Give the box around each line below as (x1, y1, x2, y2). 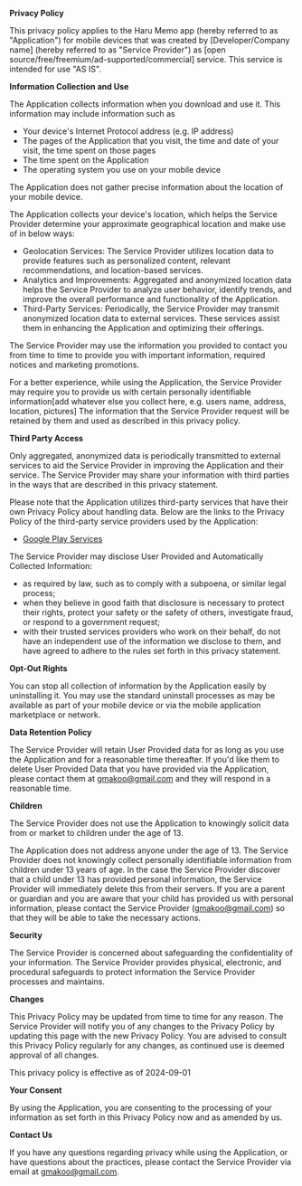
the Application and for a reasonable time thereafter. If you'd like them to (9, 754, 280, 764)
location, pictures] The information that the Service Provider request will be (9, 406, 290, 416)
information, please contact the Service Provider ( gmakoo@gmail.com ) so (9, 903, 285, 913)
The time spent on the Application (22, 155, 149, 166)
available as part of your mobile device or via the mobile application (9, 700, 261, 710)
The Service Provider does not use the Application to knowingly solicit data (9, 818, 289, 829)
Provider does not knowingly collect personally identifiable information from (9, 855, 292, 865)
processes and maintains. (9, 976, 106, 987)
